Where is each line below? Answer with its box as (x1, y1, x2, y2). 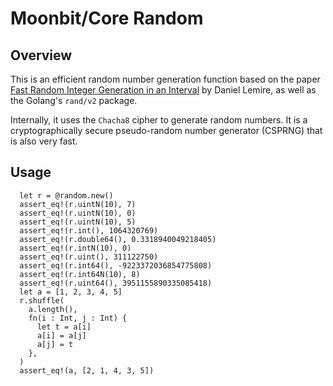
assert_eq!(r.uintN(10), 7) (19, 199, 137, 209)
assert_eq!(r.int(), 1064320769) (19, 225, 159, 236)
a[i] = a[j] (36, 330, 87, 341)
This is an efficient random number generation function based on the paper (10, 73, 321, 85)
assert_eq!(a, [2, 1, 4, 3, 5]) (19, 365, 155, 376)
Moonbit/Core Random (10, 7, 204, 30)
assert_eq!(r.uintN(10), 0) (19, 208, 137, 218)
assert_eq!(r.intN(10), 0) (19, 243, 132, 253)
